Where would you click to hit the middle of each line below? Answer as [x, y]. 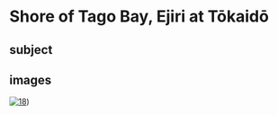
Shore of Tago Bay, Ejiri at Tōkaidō [139, 17]
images [31, 80]
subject [31, 50]
